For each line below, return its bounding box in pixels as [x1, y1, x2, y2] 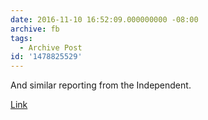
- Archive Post [19, 42, 83, 53]
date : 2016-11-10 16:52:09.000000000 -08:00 [10, 14, 199, 25]
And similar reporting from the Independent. [10, 79, 192, 91]
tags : [10, 33, 33, 43]
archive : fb [10, 24, 60, 34]
